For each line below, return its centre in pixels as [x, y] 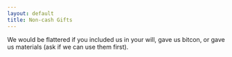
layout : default [30, 13]
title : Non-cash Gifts [40, 20]
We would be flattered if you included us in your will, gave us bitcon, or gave [116, 39]
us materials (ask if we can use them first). [68, 47]
